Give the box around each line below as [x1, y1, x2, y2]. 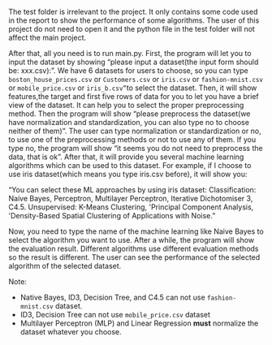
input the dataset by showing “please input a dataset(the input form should [8, 57, 259, 67]
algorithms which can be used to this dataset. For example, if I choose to [8, 161, 252, 170]
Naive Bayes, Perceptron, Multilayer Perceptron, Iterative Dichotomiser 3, [8, 194, 253, 203]
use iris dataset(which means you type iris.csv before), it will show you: [8, 170, 248, 179]
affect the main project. [8, 32, 87, 42]
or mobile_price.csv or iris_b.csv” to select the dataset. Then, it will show [8, 83, 257, 93]
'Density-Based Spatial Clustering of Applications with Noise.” [8, 211, 216, 220]
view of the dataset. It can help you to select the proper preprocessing [8, 101, 244, 110]
